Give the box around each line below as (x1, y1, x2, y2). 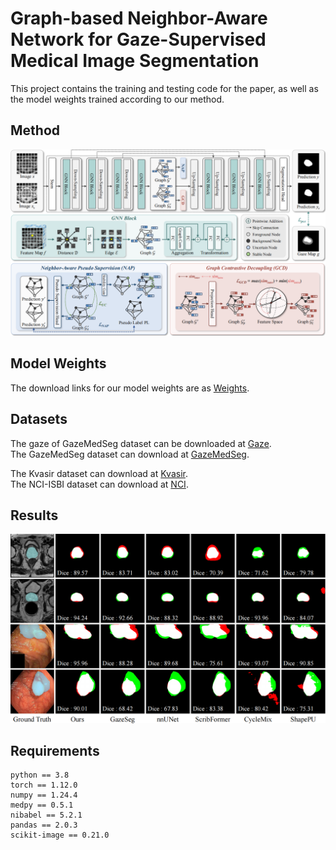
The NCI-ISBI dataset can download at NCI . (10, 478, 189, 490)
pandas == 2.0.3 (10, 820, 78, 831)
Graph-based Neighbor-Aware (10, 7, 268, 30)
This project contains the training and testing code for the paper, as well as (10, 82, 319, 94)
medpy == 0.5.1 (10, 800, 74, 811)
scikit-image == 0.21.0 (10, 830, 110, 841)
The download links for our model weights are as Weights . (10, 382, 250, 394)
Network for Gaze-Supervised (10, 28, 267, 51)
